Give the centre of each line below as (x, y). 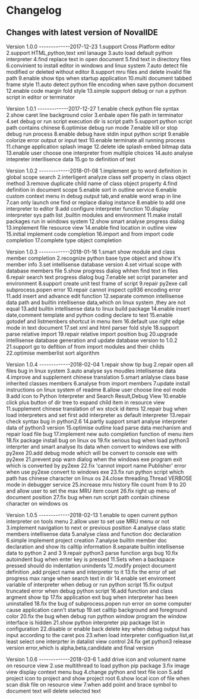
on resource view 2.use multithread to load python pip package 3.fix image (98, 666)
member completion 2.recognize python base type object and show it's (94, 258)
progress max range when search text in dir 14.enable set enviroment (91, 578)
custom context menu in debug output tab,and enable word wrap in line (94, 196)
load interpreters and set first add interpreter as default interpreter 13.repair (99, 415)
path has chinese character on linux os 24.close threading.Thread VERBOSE (99, 478)
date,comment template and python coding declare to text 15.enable (90, 315)
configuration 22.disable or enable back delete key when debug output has (98, 629)
